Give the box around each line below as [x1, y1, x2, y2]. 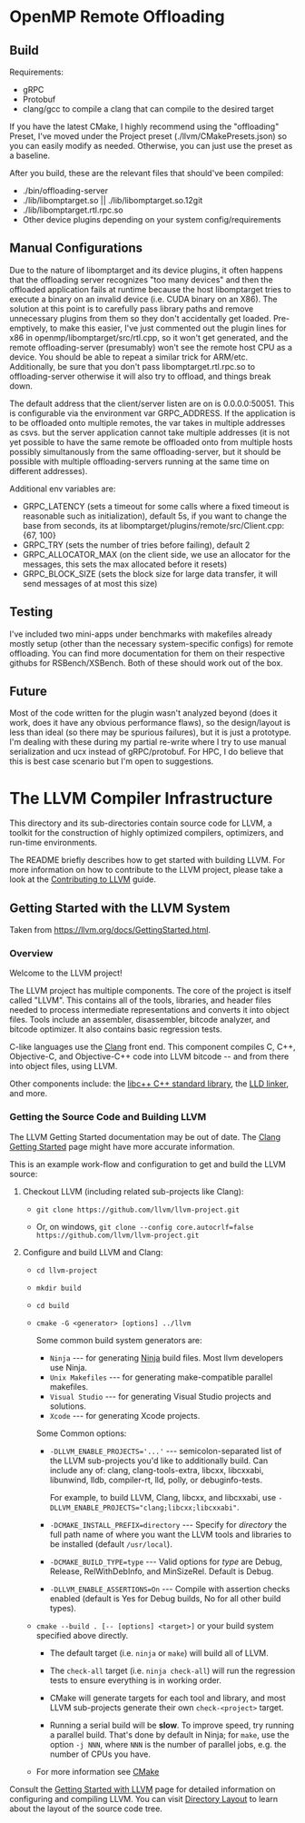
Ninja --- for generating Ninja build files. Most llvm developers [49, 1352, 284, 1363]
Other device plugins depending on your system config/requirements [22, 214, 281, 224]
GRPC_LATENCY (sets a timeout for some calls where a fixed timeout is [22, 500, 290, 511]
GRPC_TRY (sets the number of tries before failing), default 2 [22, 539, 251, 550]
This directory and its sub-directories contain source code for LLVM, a [9, 817, 272, 828]
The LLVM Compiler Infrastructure [9, 788, 273, 808]
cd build [35, 1301, 70, 1310]
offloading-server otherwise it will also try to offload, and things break [9, 371, 271, 381]
